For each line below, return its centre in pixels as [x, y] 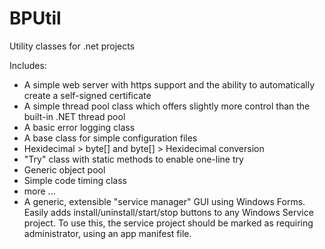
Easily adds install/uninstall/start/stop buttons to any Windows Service [168, 212]
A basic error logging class [79, 127]
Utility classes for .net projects [72, 46]
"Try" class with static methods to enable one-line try [133, 159]
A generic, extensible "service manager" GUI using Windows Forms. [164, 201]
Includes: [28, 65]
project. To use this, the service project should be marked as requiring [168, 223]
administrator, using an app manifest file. [107, 233]
